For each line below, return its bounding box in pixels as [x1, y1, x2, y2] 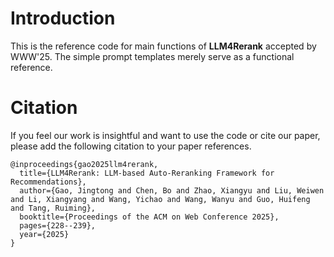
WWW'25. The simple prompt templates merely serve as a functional [10, 50, 295, 62]
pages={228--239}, [19, 220, 97, 231]
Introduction [10, 7, 116, 30]
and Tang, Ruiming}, [10, 203, 97, 213]
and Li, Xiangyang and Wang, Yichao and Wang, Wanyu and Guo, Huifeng [10, 194, 311, 204]
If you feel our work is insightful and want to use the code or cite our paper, [10, 129, 321, 141]
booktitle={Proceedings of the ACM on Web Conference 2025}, [19, 212, 280, 222]
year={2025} [19, 229, 70, 239]
